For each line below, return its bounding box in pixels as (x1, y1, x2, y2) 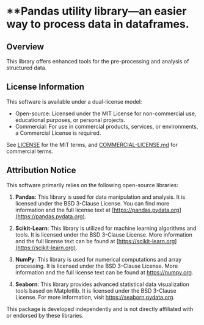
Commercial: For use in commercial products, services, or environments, (15, 123, 199, 130)
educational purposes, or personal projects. (15, 116, 126, 123)
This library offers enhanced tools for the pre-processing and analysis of (6, 58, 189, 65)
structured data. (6, 64, 47, 71)
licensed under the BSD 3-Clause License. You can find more (15, 199, 170, 207)
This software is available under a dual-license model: (6, 98, 142, 105)
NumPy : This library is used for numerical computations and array (15, 255, 182, 263)
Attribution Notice (6, 165, 76, 176)
